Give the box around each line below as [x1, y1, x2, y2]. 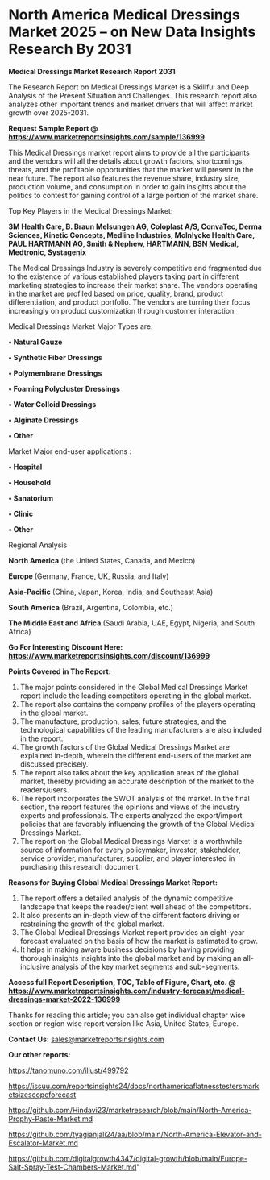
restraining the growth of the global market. [19, 919, 165, 929]
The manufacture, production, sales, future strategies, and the [19, 716, 227, 726]
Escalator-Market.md [8, 1138, 79, 1148]
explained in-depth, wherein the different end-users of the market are [19, 750, 251, 760]
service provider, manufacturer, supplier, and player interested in [19, 853, 235, 863]
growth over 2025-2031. [8, 107, 89, 118]
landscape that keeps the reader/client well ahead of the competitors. [19, 901, 251, 912]
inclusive [19, 962, 50, 971]
